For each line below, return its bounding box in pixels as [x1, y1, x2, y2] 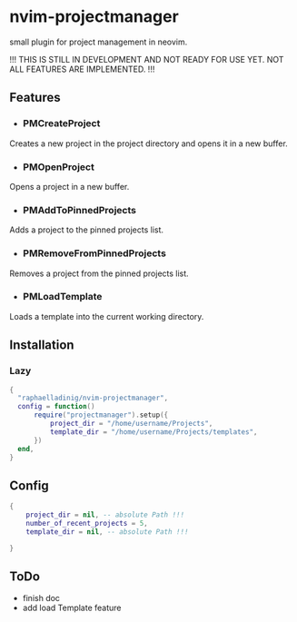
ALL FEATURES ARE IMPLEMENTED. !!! [9, 64, 155, 74]
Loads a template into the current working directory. [9, 311, 204, 321]
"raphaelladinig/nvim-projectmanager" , [17, 393, 169, 403]
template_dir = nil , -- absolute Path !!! [25, 527, 189, 537]
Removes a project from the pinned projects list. [9, 268, 189, 279]
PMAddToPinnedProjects [22, 203, 136, 216]
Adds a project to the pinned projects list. [9, 224, 164, 235]
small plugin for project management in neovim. [9, 36, 188, 47]
